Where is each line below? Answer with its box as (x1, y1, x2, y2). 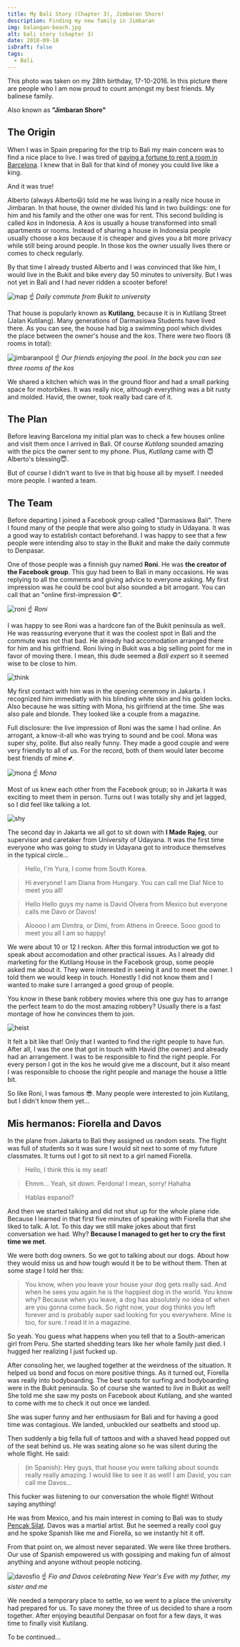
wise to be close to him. (7, 659, 77, 668)
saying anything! (7, 1500, 56, 1508)
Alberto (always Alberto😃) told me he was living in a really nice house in (7, 196, 221, 204)
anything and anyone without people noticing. (7, 1558, 142, 1566)
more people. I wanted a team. (7, 476, 98, 485)
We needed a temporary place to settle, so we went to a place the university (7, 1596, 232, 1604)
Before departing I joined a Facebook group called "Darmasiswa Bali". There (7, 516, 232, 525)
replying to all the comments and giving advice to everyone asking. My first (7, 576, 229, 584)
